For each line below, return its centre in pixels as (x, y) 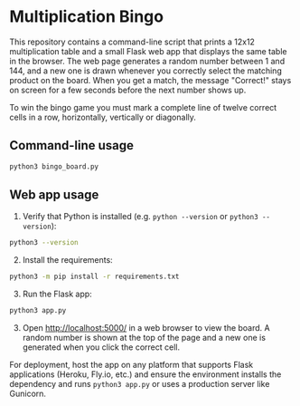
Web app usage (54, 195)
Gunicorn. (28, 394)
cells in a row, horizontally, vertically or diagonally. (103, 117)
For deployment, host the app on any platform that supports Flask (131, 365)
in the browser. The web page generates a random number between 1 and (147, 61)
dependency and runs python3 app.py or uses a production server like (140, 384)
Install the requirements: (67, 260)
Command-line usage (71, 145)
